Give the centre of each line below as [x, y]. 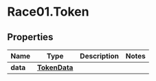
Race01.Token [48, 12]
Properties [30, 37]
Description [99, 56]
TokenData [55, 67]
